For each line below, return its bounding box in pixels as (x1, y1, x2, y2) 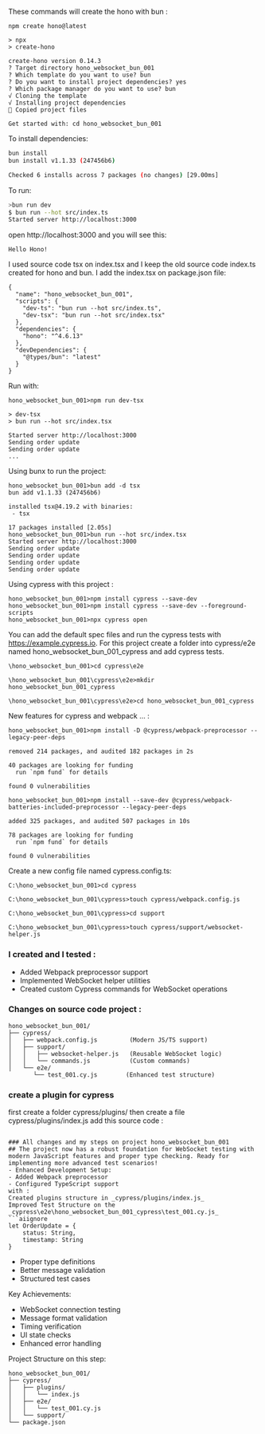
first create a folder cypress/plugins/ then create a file (8, 1108, 185, 1117)
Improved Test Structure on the (8, 1201, 115, 1209)
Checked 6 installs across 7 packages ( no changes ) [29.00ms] (8, 171, 219, 179)
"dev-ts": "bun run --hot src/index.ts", (22, 305, 162, 313)
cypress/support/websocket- (150, 924, 244, 932)
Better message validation (19, 1266, 106, 1275)
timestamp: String (22, 1236, 84, 1244)
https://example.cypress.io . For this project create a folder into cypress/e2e (8, 638, 256, 648)
